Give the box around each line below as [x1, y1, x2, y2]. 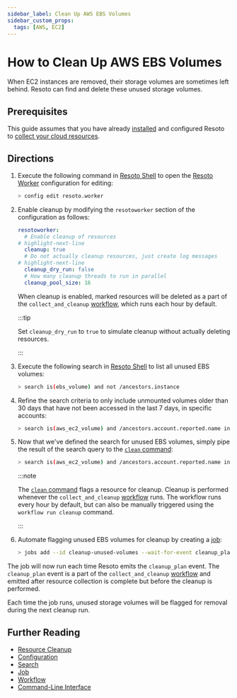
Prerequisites [7, 106, 68, 118]
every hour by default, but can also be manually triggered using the [17, 500, 214, 509]
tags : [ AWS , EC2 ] [13, 23, 65, 30]
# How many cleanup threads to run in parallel [24, 272, 168, 280]
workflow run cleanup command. [17, 508, 115, 517]
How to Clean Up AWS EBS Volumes [7, 54, 222, 70]
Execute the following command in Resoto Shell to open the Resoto [17, 171, 214, 179]
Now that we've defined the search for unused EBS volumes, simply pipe [17, 437, 230, 446]
